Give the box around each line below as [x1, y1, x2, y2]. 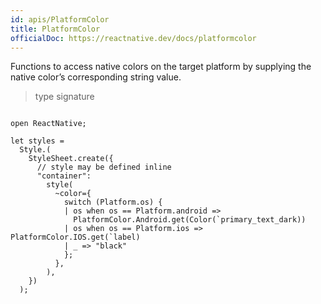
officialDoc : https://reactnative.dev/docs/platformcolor [10, 33, 257, 43]
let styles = [10, 136, 65, 146]
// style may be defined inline [36, 162, 172, 173]
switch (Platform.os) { [63, 197, 163, 208]
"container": [36, 171, 92, 181]
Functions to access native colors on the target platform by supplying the [10, 61, 312, 73]
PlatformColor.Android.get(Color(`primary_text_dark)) [73, 215, 307, 225]
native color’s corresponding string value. [10, 71, 182, 83]
